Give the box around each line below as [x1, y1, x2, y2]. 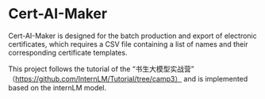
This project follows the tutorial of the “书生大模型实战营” [8, 64, 194, 74]
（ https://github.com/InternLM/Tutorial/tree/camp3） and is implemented [8, 74, 248, 83]
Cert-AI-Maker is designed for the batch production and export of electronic [8, 31, 258, 40]
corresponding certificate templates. [8, 48, 128, 57]
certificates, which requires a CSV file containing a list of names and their [8, 39, 248, 48]
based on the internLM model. [8, 82, 107, 92]
